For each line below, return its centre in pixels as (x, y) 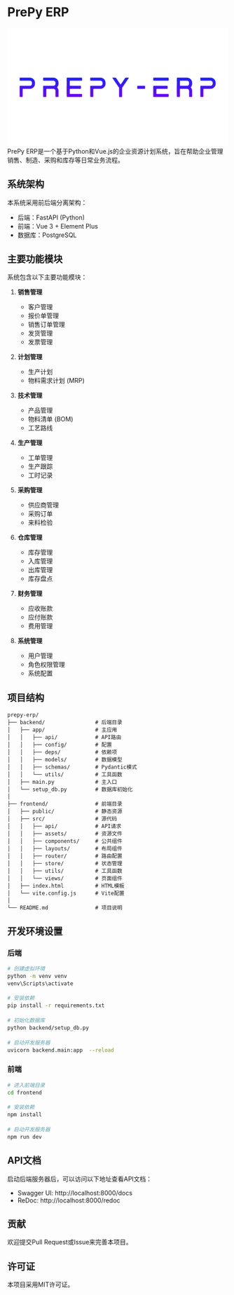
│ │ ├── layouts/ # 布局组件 (65, 849)
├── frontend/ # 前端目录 (65, 804)
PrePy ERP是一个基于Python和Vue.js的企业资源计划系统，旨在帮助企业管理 (115, 151)
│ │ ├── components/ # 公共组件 (65, 841)
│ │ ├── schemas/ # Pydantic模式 (72, 767)
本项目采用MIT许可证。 (41, 1284)
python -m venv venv (37, 976)
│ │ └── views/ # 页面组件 (65, 879)
